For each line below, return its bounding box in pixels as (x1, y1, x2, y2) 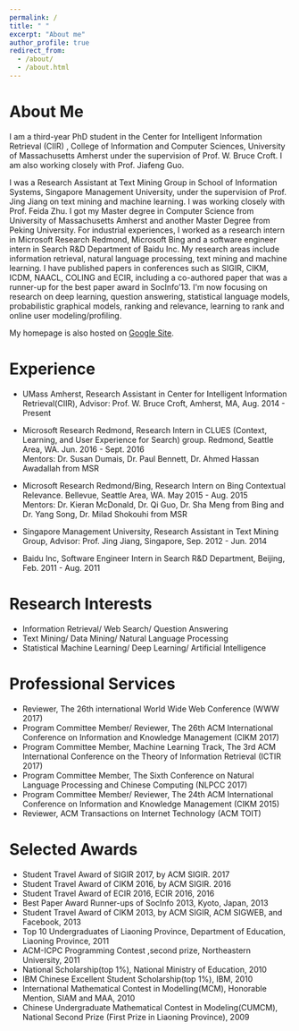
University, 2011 (21, 954, 80, 965)
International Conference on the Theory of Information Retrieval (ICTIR (21, 751, 282, 762)
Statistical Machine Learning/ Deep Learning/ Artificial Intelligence (21, 642, 266, 653)
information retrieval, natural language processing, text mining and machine (9, 252, 287, 264)
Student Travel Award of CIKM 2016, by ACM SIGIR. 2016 (21, 878, 232, 889)
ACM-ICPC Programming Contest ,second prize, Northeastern (21, 945, 252, 956)
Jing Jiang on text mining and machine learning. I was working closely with (9, 196, 286, 207)
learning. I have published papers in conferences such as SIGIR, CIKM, (9, 262, 270, 273)
